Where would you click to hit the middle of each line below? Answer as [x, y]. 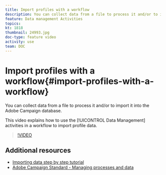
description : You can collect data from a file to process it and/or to [82, 14]
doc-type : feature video [31, 37]
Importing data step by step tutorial [48, 162]
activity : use [20, 42]
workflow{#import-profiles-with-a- [80, 81]
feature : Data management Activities [44, 19]
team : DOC [15, 46]
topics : [13, 23]
